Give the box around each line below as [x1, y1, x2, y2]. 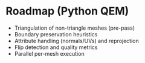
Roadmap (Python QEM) [5, 4, 129, 18]
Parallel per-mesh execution [14, 50, 85, 57]
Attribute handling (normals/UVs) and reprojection [14, 37, 140, 44]
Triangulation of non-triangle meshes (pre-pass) [14, 24, 135, 31]
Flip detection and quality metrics [14, 44, 98, 51]
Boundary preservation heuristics [14, 30, 98, 38]
